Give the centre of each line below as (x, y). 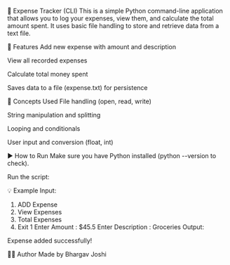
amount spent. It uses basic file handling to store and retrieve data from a (113, 26)
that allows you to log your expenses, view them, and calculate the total (110, 18)
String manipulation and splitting (54, 115)
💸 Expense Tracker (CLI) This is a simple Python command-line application (115, 11)
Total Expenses (39, 219)
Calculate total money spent (48, 74)
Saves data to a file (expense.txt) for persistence (77, 88)
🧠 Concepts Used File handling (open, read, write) (80, 101)
